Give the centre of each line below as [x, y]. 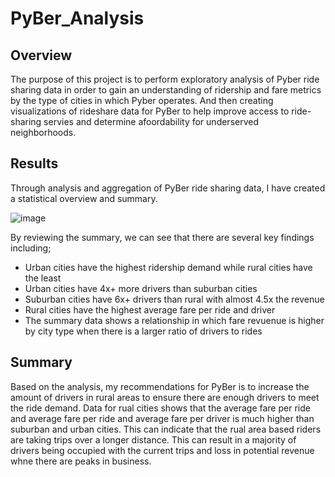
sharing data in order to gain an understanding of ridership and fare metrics [166, 90]
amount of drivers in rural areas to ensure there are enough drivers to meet [165, 397]
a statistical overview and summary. [84, 198]
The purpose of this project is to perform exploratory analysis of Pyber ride [165, 79]
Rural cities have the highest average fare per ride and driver [150, 309]
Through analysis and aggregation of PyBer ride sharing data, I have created [168, 188]
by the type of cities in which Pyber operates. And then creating [142, 100]
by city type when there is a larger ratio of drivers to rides [143, 331]
